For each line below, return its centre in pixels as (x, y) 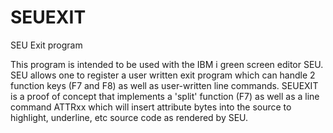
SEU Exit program (46, 45)
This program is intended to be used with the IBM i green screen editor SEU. (167, 64)
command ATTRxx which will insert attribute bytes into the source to (151, 107)
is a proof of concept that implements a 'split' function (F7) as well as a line (165, 96)
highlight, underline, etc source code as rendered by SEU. (129, 117)
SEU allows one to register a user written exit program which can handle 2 (163, 75)
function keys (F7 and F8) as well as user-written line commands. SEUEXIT (164, 85)
